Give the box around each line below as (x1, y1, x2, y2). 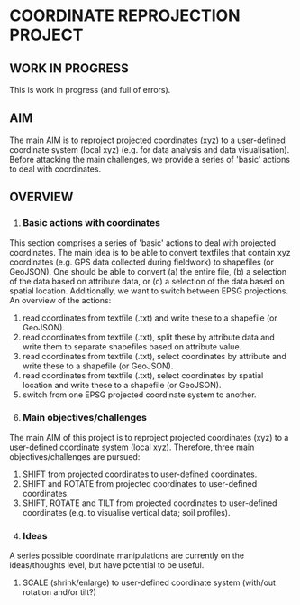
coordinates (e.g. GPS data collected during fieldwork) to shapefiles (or (9, 256, 275, 267)
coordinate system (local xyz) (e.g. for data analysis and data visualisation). (9, 144, 290, 154)
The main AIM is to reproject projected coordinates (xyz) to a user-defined (9, 135, 286, 145)
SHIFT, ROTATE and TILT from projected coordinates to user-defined (22, 498, 277, 508)
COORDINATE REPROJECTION (9, 5, 241, 26)
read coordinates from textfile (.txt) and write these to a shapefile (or (22, 312, 277, 323)
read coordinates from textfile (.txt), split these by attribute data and (22, 331, 275, 342)
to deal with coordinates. (9, 163, 102, 174)
